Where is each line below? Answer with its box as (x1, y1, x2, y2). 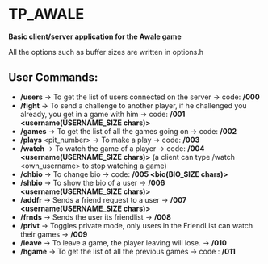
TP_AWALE (8, 5, 85, 23)
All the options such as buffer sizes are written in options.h (8, 47, 204, 57)
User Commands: (8, 70, 98, 85)
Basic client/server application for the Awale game (8, 31, 182, 41)
